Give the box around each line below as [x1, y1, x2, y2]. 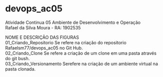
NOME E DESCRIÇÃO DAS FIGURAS [5, 34, 79, 40]
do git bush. [5, 55, 30, 61]
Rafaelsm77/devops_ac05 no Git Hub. [5, 45, 83, 51]
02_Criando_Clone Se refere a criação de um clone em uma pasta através [5, 50, 156, 56]
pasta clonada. [5, 66, 36, 72]
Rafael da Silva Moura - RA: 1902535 [5, 24, 81, 30]
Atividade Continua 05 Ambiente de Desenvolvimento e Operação [5, 19, 141, 25]
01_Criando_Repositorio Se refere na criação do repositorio [5, 39, 126, 45]
